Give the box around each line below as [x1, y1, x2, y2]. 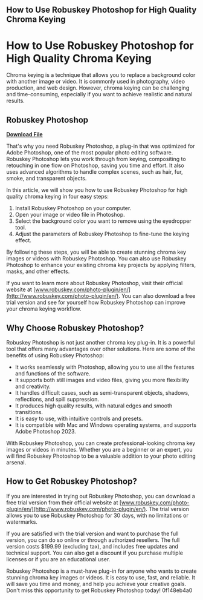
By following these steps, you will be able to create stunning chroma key [6, 248, 186, 256]
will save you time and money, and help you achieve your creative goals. [6, 580, 186, 587]
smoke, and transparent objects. [6, 175, 87, 182]
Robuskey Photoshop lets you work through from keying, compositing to [6, 156, 186, 163]
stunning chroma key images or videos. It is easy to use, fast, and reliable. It [6, 573, 195, 581]
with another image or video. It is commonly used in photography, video [6, 78, 185, 85]
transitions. [14, 408, 43, 415]
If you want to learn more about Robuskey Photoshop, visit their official [6, 280, 183, 287]
